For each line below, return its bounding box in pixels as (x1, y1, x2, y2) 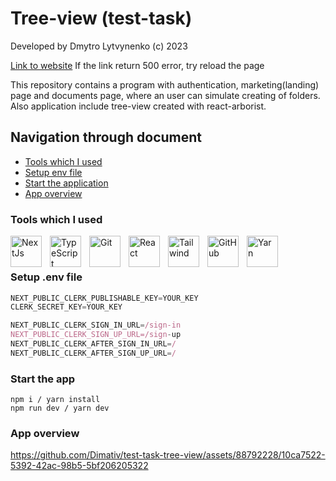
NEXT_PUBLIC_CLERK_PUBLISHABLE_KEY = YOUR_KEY (10, 293, 199, 303)
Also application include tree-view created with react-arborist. (10, 100, 267, 112)
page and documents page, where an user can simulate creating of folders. (10, 89, 321, 101)
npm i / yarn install (10, 395, 101, 405)
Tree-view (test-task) (10, 7, 193, 30)
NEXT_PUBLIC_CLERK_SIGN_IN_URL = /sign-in (10, 320, 182, 331)
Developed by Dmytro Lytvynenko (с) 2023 (10, 40, 188, 52)
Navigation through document (10, 129, 202, 146)
